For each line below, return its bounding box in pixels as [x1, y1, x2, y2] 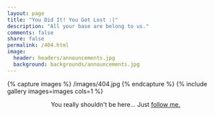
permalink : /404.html [7, 42, 69, 49]
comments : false [7, 29, 54, 36]
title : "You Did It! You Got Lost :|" [7, 16, 118, 23]
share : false [7, 36, 45, 42]
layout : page [7, 10, 45, 17]
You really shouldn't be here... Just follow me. [50, 100, 181, 108]
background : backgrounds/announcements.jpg [13, 61, 140, 68]
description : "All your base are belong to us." [7, 23, 149, 29]
